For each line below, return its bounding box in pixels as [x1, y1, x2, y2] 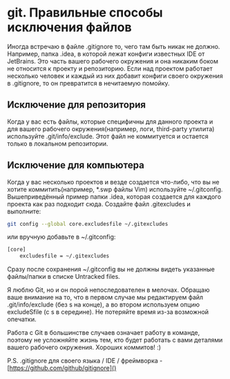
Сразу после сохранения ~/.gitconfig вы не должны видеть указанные [7, 265, 215, 273]
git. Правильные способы [7, 5, 164, 21]
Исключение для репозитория [7, 99, 146, 111]
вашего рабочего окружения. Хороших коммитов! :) [7, 343, 161, 351]
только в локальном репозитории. [7, 139, 108, 148]
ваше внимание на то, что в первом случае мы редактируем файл [7, 293, 204, 302]
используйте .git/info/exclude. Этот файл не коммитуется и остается [7, 132, 209, 140]
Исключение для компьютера [7, 159, 145, 171]
